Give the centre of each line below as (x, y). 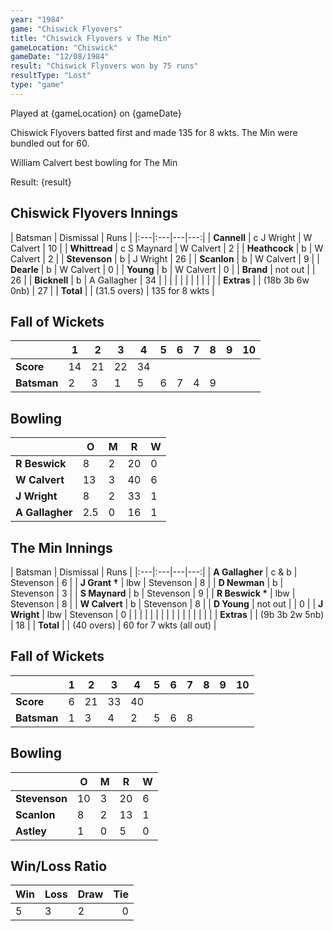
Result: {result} (41, 182)
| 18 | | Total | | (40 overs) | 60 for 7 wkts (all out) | (113, 625)
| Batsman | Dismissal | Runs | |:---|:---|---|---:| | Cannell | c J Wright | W (161, 237)
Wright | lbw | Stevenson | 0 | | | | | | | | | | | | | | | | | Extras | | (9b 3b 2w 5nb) (167, 614)
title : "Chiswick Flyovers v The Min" (91, 38)
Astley (31, 831)
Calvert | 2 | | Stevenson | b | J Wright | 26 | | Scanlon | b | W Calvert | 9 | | (165, 258)
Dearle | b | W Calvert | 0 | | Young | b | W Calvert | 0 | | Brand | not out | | (163, 269)
